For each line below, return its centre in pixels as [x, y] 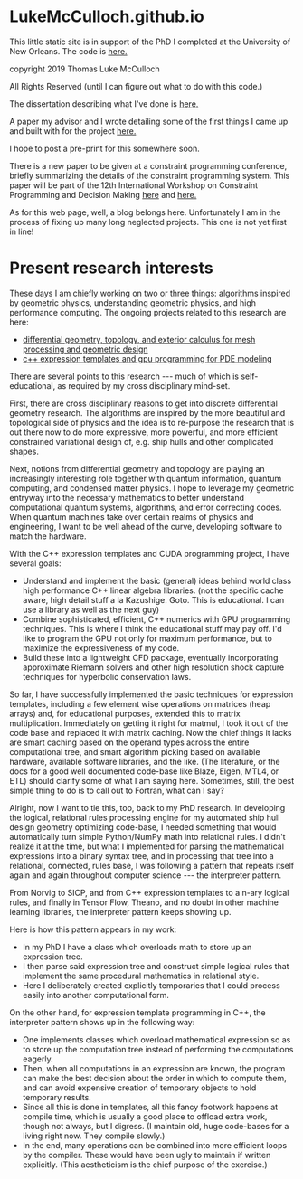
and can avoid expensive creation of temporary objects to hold [139, 1088]
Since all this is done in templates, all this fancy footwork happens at [150, 1107]
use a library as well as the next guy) [91, 609]
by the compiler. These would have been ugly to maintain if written [147, 1155]
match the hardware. [48, 536]
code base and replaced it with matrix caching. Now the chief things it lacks [151, 732]
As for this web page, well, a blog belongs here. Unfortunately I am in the [145, 212]
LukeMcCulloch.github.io [107, 17]
